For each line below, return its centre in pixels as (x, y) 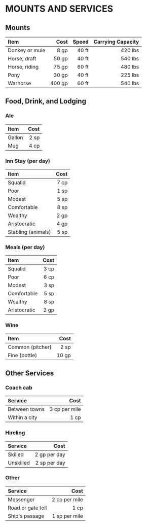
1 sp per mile (68, 516)
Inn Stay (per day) (28, 161)
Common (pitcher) (30, 347)
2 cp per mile (67, 499)
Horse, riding (23, 67)
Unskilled (19, 463)
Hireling (15, 433)
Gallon (15, 137)
